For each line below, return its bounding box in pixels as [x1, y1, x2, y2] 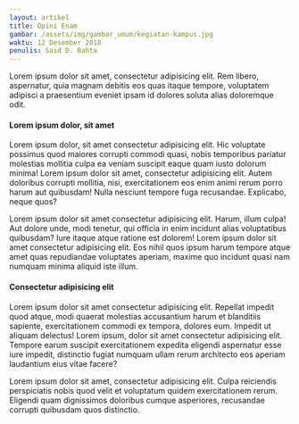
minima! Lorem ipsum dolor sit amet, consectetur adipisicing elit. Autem [9, 168, 272, 179]
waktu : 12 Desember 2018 [9, 37, 102, 47]
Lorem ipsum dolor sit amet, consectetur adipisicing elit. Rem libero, [9, 71, 259, 81]
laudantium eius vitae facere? [9, 358, 118, 369]
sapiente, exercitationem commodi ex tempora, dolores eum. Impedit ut [9, 320, 272, 331]
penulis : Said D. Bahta [9, 46, 98, 55]
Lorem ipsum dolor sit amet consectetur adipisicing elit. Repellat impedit [9, 301, 275, 312]
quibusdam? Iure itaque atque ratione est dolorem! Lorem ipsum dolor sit [9, 233, 277, 244]
